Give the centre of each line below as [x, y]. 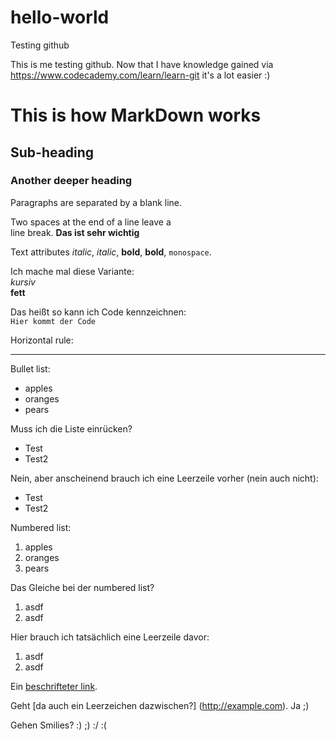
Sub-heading [52, 152]
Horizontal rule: [42, 340]
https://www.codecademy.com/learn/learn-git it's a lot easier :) [140, 75]
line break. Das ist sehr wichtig [75, 232]
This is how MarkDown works [136, 115]
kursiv [23, 282]
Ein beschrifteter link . [54, 686]
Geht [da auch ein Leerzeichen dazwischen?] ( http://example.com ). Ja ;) [160, 705]
